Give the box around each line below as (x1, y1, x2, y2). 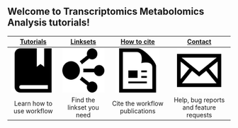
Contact (187, 37, 212, 46)
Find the (71, 95, 96, 104)
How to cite (120, 37, 155, 46)
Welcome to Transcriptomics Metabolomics (7, 6, 205, 18)
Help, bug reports (173, 95, 225, 104)
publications (120, 107, 156, 115)
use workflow (13, 107, 53, 115)
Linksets (70, 37, 97, 46)
